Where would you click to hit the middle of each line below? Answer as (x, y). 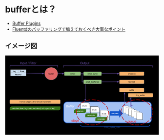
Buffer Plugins (26, 23)
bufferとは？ (31, 10)
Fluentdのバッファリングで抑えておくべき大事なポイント (69, 29)
